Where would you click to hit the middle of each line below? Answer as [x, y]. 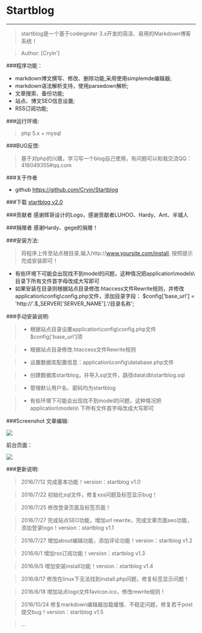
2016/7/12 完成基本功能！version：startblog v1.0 [81, 481]
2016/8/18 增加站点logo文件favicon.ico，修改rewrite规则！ [93, 591]
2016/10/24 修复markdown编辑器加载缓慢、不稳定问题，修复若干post [107, 604]
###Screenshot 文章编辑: [38, 421]
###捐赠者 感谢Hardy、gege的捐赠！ [52, 227]
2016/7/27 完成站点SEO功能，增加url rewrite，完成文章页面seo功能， [106, 520]
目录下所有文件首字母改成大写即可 [57, 281]
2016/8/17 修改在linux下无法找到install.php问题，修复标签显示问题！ [105, 579]
